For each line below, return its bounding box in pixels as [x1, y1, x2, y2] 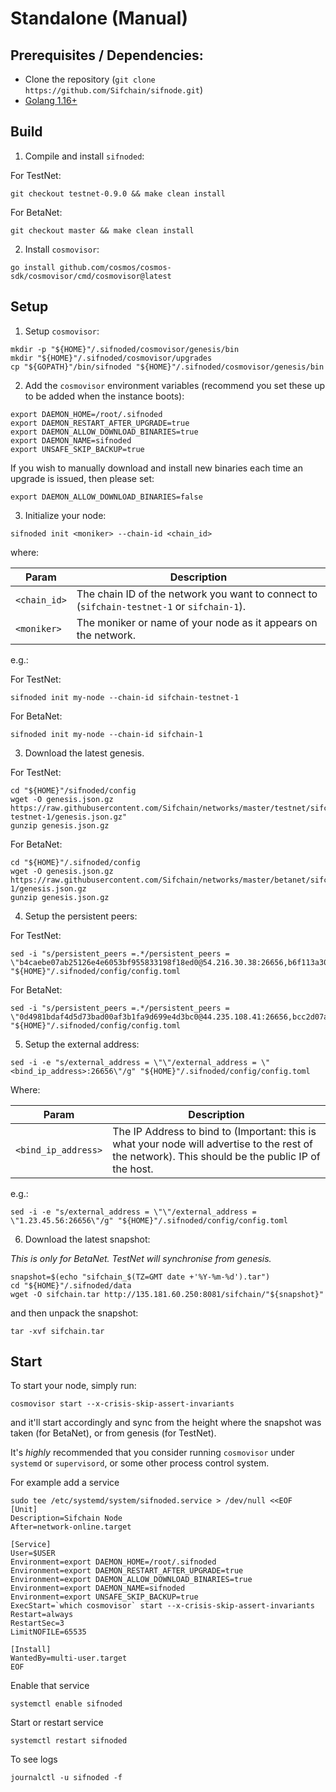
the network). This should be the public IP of [112, 1149, 321, 1163]
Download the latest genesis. [24, 747, 145, 759]
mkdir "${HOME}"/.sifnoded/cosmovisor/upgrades [10, 353, 213, 363]
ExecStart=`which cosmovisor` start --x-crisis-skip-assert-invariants [10, 1601, 315, 1611]
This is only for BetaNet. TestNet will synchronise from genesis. [10, 1252, 272, 1264]
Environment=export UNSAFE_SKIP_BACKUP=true [10, 1592, 199, 1602]
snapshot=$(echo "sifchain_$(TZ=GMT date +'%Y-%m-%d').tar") [10, 1272, 271, 1282]
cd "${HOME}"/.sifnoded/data [10, 1280, 132, 1291]
